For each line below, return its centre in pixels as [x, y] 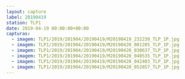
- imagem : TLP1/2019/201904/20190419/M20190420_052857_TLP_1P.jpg [95, 67]
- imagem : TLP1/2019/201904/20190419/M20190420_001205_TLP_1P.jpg [95, 45]
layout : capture [26, 12]
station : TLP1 [24, 23]
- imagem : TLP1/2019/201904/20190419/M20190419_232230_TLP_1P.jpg [95, 39]
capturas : [18, 34]
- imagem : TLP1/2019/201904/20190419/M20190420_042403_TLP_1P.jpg [95, 61]
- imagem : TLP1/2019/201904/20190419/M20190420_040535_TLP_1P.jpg [95, 56]
